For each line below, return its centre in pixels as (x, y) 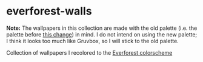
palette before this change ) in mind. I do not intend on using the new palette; (102, 34)
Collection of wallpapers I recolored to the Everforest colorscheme (89, 52)
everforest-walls (49, 11)
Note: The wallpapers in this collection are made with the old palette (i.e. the (102, 28)
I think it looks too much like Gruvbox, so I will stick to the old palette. (92, 41)
